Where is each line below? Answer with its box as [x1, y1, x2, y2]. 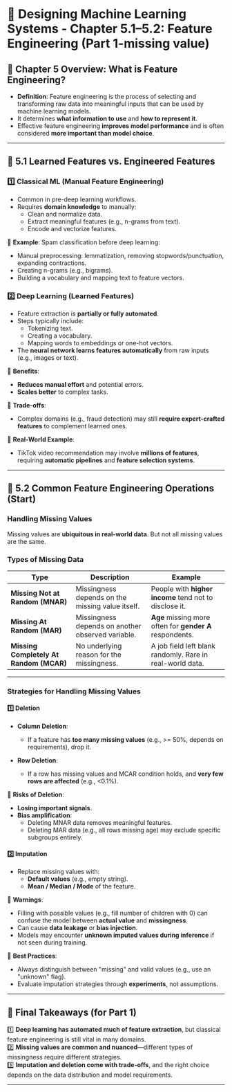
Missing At [10, 617, 47, 626]
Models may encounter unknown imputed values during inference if [17, 931, 215, 940]
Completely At [10, 650, 59, 659]
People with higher [151, 584, 213, 594]
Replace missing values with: [17, 868, 100, 876]
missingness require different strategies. [7, 1053, 122, 1062]
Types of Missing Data [7, 554, 84, 564]
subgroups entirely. [27, 833, 83, 841]
